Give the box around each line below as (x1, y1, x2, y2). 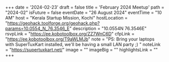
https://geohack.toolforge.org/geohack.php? (7, 20, 100, 26)
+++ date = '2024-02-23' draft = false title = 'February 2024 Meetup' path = (5, 4, 164, 10)
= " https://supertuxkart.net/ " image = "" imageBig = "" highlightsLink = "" (5, 47, 158, 52)
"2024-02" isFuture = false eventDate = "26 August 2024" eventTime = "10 (5, 9, 162, 15)
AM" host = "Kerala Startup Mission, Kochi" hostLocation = (5, 15, 128, 20)
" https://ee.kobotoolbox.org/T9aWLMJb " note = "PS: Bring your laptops (5, 36, 155, 42)
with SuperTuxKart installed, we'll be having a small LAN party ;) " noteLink (5, 41, 161, 47)
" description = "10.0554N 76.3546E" (69, 25, 147, 31)
